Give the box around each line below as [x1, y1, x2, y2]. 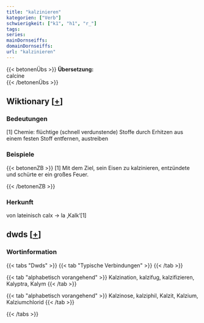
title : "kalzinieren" [6, 9, 62, 15]
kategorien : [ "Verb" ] [6, 15, 62, 21]
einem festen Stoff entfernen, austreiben [6, 135, 109, 143]
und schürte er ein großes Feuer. [6, 171, 89, 178]
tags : [6, 26, 20, 32]
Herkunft [6, 198, 34, 206]
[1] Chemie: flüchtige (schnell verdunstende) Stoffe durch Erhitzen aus [6, 128, 183, 136]
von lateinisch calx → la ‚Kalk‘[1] [6, 212, 87, 219]
